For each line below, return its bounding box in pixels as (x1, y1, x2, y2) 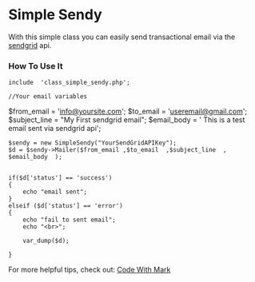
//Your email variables (8, 93, 88, 101)
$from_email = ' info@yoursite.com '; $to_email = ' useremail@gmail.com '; (8, 106, 248, 117)
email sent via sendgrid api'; (8, 124, 102, 133)
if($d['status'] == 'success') (8, 174, 113, 182)
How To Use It (8, 60, 63, 71)
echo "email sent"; (22, 188, 88, 197)
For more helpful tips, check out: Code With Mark (8, 265, 171, 275)
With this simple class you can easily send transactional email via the (8, 32, 236, 42)
